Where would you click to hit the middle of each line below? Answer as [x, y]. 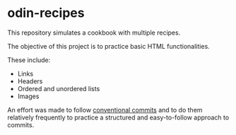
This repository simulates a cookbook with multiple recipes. [94, 33]
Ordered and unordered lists [59, 88]
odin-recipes [46, 13]
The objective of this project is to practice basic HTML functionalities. [108, 46]
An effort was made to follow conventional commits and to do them [105, 110]
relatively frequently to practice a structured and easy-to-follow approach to [118, 117]
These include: [29, 60]
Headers [30, 81]
